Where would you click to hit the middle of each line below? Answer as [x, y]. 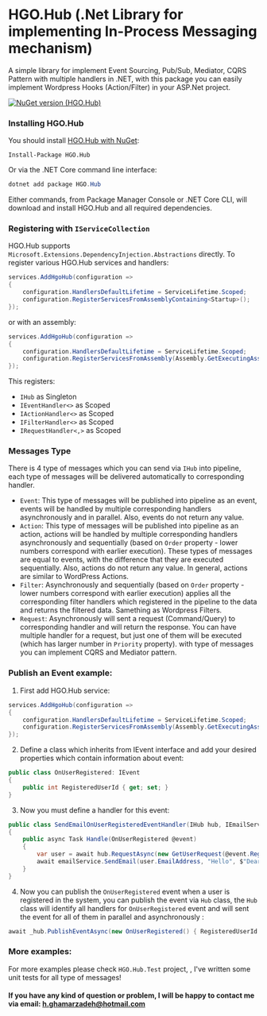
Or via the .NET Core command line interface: [83, 170]
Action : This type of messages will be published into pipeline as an [129, 526]
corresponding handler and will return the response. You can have [128, 627]
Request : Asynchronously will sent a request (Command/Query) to [128, 619]
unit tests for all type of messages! [65, 977]
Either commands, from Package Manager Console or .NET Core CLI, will [128, 199]
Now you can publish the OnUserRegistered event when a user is [125, 891]
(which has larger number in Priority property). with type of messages [137, 644]
